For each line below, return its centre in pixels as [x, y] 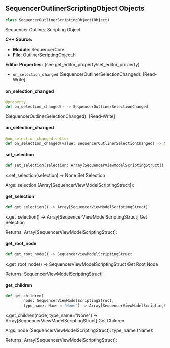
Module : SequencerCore [38, 49]
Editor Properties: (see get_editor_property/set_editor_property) [73, 64]
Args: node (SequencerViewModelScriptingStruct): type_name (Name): [79, 330]
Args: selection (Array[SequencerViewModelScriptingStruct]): [70, 185]
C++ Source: [19, 39]
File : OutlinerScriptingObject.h [44, 55]
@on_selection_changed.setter [37, 139]
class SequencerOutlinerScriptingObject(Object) [57, 20]
